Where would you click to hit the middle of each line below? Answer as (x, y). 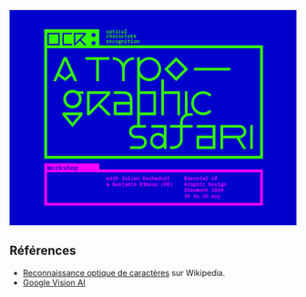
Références (43, 251)
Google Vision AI (54, 282)
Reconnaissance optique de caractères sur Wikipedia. (124, 272)
